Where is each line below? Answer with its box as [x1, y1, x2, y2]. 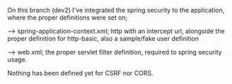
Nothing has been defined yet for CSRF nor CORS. [7, 69, 154, 77]
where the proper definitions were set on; [7, 13, 128, 22]
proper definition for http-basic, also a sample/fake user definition [7, 34, 200, 43]
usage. [7, 55, 28, 64]
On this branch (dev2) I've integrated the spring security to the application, [7, 6, 225, 14]
